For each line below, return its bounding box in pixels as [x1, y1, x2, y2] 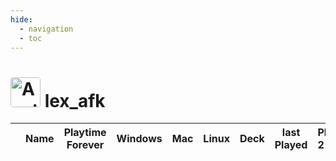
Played [274, 138, 308, 152]
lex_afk [44, 89, 106, 112]
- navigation [19, 24, 74, 34]
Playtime [63, 126, 107, 140]
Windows [116, 132, 163, 146]
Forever [66, 138, 105, 152]
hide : [10, 14, 33, 25]
